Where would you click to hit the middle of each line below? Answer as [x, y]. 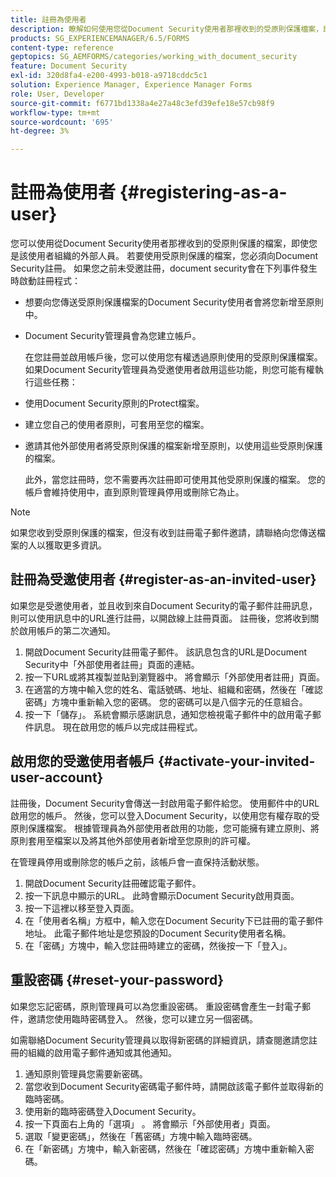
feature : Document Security [69, 66]
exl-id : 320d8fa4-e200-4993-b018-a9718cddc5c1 [109, 76]
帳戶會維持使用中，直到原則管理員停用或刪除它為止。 [134, 492]
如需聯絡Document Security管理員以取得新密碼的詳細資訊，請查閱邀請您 [159, 1040]
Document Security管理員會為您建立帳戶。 [113, 336]
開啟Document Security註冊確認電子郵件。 [113, 883]
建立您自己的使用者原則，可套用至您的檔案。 [117, 425]
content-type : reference [62, 47]
